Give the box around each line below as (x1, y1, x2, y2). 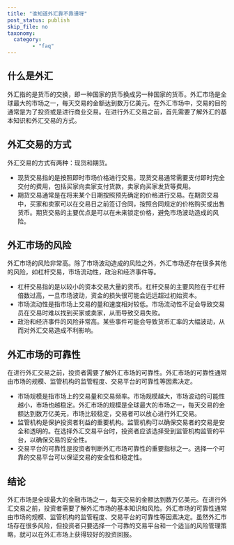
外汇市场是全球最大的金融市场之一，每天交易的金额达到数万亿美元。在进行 (7, 495, 221, 504)
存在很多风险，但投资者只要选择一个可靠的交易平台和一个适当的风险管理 (13, 521, 221, 530)
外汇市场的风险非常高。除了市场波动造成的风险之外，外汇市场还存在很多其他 (7, 259, 227, 267)
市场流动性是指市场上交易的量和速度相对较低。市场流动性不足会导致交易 (17, 300, 225, 308)
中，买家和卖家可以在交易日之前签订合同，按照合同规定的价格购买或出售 (17, 200, 225, 208)
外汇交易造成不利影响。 (29, 326, 97, 335)
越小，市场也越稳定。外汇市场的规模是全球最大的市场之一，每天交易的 (17, 401, 219, 409)
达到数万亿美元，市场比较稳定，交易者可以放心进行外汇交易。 (23, 410, 201, 418)
